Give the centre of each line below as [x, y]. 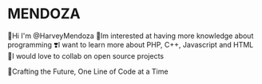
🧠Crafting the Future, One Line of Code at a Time [88, 71]
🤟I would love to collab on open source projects [86, 55]
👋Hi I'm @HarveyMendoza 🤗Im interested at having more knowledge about [131, 36]
